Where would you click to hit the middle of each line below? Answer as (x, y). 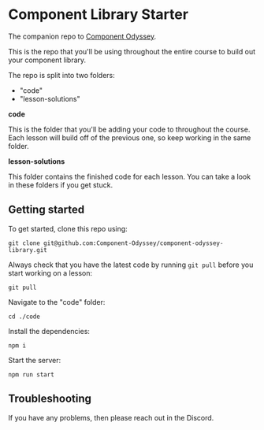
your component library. (47, 60)
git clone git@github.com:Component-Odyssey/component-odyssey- (116, 243)
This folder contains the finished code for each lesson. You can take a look (129, 176)
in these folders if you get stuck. (60, 185)
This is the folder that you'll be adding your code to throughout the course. (129, 129)
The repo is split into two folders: (62, 75)
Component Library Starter (99, 15)
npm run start (32, 374)
